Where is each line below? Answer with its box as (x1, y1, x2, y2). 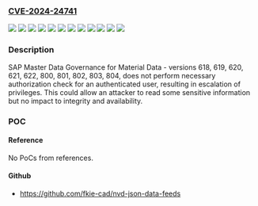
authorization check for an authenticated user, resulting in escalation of (8, 79, 241, 89)
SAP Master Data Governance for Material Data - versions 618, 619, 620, (8, 62, 244, 72)
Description (8, 44, 55, 55)
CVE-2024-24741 (8, 6, 78, 17)
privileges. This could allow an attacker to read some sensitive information (8, 87, 251, 97)
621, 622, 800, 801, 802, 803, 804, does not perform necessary (8, 71, 216, 80)
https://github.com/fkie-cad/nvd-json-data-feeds (19, 189, 181, 198)
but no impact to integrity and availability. (8, 96, 143, 105)
